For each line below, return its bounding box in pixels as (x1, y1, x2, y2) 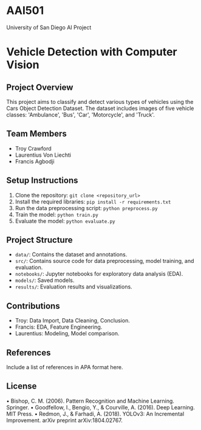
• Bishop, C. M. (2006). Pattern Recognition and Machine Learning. (6, 397, 175, 404)
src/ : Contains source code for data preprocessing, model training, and (15, 258, 194, 265)
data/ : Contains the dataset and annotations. (15, 251, 128, 258)
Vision (6, 58, 39, 72)
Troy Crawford (15, 145, 52, 152)
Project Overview (6, 82, 73, 92)
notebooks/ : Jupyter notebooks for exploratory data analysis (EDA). (15, 270, 183, 278)
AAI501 (6, 4, 44, 18)
